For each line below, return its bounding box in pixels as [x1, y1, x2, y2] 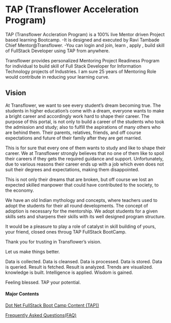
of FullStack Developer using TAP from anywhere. [5, 48, 110, 54]
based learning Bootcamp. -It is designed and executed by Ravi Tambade [5, 37, 160, 43]
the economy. [5, 187, 34, 193]
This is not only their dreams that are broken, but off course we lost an [5, 176, 153, 182]
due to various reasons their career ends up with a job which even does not [5, 161, 164, 167]
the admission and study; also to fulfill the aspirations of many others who [5, 124, 161, 130]
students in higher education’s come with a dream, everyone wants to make [5, 107, 164, 113]
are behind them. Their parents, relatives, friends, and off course [5, 129, 141, 135]
